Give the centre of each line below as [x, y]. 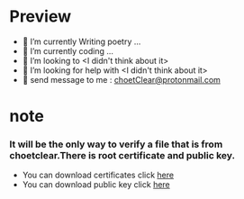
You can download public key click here [96, 185]
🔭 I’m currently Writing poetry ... [81, 41]
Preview [41, 17]
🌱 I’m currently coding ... [68, 50]
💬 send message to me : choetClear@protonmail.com [121, 79]
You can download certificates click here [98, 175]
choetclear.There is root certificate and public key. [122, 156]
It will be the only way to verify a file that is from [116, 144]
